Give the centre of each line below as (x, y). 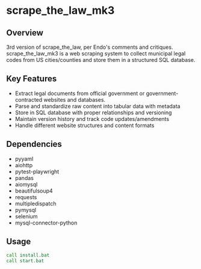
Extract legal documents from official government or (80, 93)
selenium (26, 216)
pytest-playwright (37, 172)
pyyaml (24, 159)
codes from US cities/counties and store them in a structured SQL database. (101, 60)
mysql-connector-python (46, 223)
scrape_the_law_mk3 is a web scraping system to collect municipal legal (96, 54)
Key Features (32, 79)
